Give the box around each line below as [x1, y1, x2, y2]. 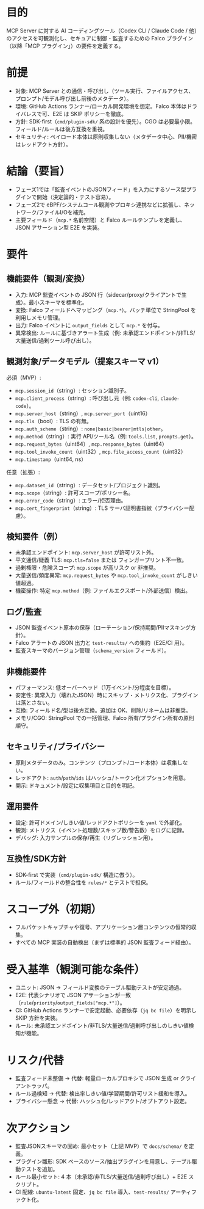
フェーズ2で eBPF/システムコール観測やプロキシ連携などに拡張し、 [15, 201, 185, 208]
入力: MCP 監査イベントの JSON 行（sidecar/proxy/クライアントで [15, 291, 181, 298]
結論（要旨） [6, 164, 71, 178]
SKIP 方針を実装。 [15, 1014, 61, 1022]
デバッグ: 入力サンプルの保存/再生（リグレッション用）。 [15, 834, 157, 841]
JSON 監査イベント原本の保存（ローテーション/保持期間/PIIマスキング [15, 624, 191, 631]
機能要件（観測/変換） [6, 274, 90, 284]
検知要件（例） [6, 532, 63, 542]
